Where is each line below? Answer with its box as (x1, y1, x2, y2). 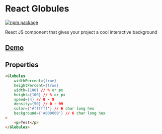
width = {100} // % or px (14, 88, 64, 93)
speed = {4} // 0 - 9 (14, 97, 55, 102)
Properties (5, 60, 39, 69)
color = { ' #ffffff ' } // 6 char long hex (14, 106, 94, 111)
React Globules (5, 3, 70, 14)
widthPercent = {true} (14, 78, 57, 84)
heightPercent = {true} (14, 83, 59, 88)
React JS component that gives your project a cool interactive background (5, 29, 158, 35)
